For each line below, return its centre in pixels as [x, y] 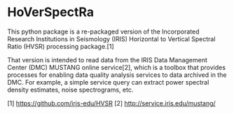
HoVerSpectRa [51, 12]
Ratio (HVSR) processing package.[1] [61, 46]
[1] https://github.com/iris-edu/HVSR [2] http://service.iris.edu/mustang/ [111, 103]
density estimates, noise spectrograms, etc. [70, 90]
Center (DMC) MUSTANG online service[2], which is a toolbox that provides [117, 67]
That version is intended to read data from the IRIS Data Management [108, 59]
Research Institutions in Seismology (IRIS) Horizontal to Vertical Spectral [111, 38]
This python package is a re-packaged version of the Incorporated [103, 31]
